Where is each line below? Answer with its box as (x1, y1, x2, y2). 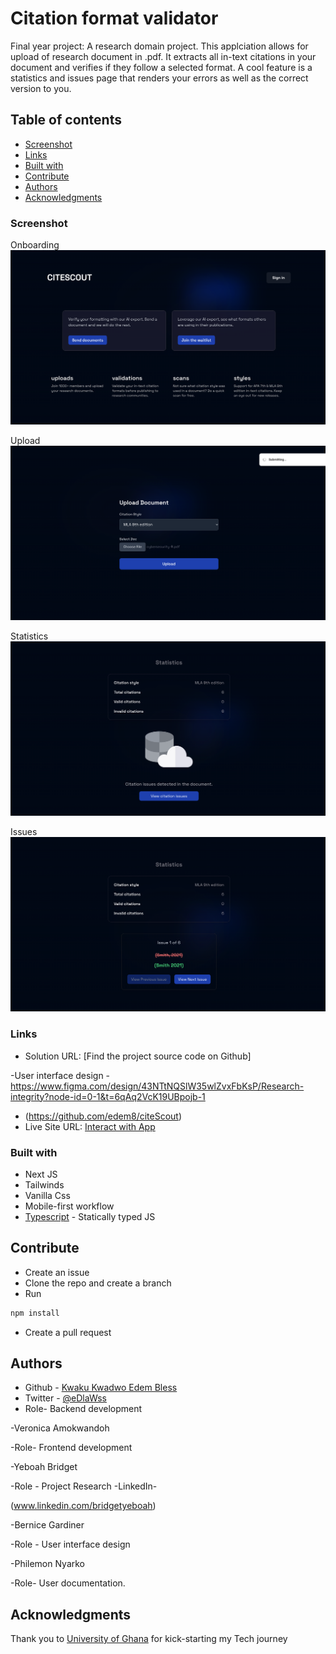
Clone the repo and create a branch (24, 1277, 172, 1289)
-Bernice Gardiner (10, 1519, 85, 1531)
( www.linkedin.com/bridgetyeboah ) (10, 1500, 157, 1512)
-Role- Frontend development (10, 1442, 133, 1454)
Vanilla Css (24, 1189, 71, 1201)
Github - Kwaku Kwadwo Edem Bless (24, 1382, 178, 1394)
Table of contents (10, 112, 122, 129)
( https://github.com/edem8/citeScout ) (24, 1110, 183, 1122)
